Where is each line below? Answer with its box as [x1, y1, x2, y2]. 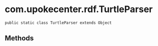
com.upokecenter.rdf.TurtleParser [5, 4, 153, 15]
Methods [5, 34, 34, 42]
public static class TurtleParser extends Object [5, 20, 112, 25]
